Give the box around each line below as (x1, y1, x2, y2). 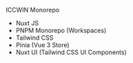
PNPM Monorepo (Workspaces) (15, 27, 107, 34)
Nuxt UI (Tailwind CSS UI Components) (15, 48, 127, 56)
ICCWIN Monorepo (6, 6, 60, 14)
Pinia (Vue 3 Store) (15, 41, 70, 49)
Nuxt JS (15, 19, 39, 27)
